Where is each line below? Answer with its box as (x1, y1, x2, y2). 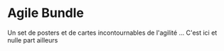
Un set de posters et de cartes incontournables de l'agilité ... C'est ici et (7, 28, 218, 37)
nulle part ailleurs (7, 35, 58, 44)
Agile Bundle (7, 5, 84, 21)
